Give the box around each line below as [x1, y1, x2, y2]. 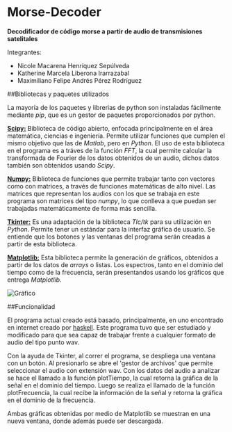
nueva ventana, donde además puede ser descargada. [7, 417, 164, 425]
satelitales [7, 34, 38, 42]
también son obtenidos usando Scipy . [7, 161, 115, 169]
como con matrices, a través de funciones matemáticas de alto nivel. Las [7, 182, 216, 190]
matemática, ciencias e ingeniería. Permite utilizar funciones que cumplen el [7, 131, 226, 140]
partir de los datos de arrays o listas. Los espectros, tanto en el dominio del [7, 260, 224, 269]
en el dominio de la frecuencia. [7, 396, 96, 404]
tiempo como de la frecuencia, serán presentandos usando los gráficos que [7, 268, 224, 276]
